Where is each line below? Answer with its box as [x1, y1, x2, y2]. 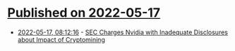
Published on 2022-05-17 [7, 5, 161, 21]
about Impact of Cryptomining [17, 35, 106, 43]
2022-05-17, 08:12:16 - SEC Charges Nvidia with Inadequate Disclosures [17, 28, 228, 36]
